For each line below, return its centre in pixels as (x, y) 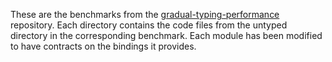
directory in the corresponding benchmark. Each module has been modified (166, 35)
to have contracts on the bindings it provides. (103, 46)
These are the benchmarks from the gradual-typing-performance (145, 14)
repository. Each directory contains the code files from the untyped (149, 25)
